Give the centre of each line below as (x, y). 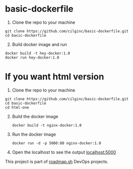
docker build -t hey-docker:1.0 (37, 53)
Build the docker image (35, 116)
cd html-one (17, 108)
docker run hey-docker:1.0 (32, 57)
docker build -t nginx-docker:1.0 (47, 125)
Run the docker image (34, 134)
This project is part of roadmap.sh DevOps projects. (57, 161)
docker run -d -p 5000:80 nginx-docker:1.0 (57, 143)
